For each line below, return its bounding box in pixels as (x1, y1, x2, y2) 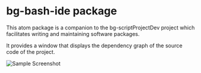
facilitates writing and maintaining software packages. (6, 30, 140, 37)
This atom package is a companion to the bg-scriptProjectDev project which (6, 24, 195, 31)
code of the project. (6, 48, 55, 55)
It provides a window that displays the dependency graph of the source (6, 42, 183, 49)
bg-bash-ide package (6, 4, 117, 18)
